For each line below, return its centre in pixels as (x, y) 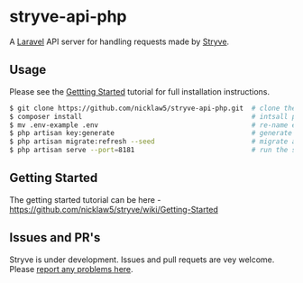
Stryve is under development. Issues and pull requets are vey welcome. (142, 260)
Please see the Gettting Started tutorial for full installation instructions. (140, 91)
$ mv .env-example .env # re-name (149, 125)
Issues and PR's (55, 237)
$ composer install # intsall (149, 116)
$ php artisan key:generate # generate (151, 133)
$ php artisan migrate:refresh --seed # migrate (149, 141)
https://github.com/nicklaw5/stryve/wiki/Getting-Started (114, 209)
